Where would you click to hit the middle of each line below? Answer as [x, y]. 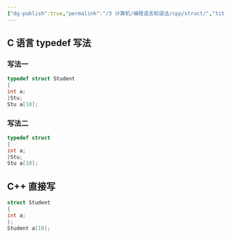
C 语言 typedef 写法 [49, 43]
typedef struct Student [41, 79]
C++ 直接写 [32, 186]
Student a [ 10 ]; [29, 228]
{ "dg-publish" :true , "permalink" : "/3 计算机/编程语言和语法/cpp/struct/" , [110, 13]
